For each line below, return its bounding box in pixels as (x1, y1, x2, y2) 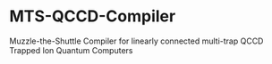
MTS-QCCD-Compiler (9, 6, 176, 27)
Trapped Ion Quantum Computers (9, 44, 133, 55)
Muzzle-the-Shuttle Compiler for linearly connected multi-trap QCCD (9, 36, 264, 46)
